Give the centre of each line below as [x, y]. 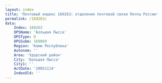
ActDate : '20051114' [35, 69]
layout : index [20, 10]
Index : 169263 [28, 28]
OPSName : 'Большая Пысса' [40, 32]
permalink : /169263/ [26, 19]
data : [11, 23]
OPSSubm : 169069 [31, 41]
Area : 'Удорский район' [38, 55]
